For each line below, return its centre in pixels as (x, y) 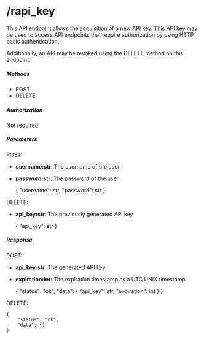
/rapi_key (31, 11)
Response (19, 240)
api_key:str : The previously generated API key (74, 214)
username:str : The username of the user (67, 166)
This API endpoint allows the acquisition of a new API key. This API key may (102, 28)
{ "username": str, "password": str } (60, 190)
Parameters (22, 139)
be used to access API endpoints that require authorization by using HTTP (100, 34)
